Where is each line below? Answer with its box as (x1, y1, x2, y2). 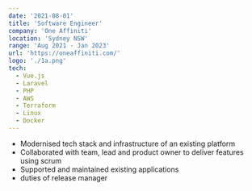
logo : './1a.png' (8, 57, 67, 65)
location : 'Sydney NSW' (8, 34, 89, 43)
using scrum (19, 156, 62, 165)
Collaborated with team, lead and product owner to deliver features (19, 147, 244, 157)
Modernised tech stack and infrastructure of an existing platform (19, 139, 236, 148)
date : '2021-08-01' (8, 11, 74, 20)
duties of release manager (19, 172, 108, 182)
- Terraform (15, 102, 57, 110)
